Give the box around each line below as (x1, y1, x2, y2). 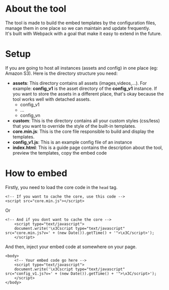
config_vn (20, 112, 40, 118)
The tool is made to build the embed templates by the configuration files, (5, 20, 156, 26)
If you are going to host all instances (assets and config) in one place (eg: (5, 65, 158, 71)
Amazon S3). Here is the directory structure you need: (5, 70, 118, 76)
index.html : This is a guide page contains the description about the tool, (12, 144, 163, 151)
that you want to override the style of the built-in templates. (12, 123, 136, 129)
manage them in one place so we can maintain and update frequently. (5, 25, 150, 31)
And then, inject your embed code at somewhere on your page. (5, 244, 137, 250)
